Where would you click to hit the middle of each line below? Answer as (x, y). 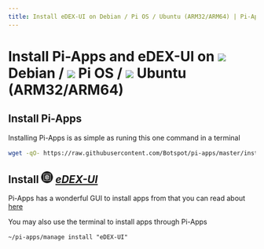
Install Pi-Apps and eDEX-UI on (111, 56)
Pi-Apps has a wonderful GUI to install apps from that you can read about (127, 198)
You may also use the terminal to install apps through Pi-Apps (108, 222)
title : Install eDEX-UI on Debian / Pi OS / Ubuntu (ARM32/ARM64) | (123, 16)
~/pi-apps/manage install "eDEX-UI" (68, 237)
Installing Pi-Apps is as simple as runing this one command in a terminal (125, 137)
